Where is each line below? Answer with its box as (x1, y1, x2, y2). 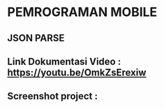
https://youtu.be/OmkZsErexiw (7, 66, 147, 78)
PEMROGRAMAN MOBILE (7, 4, 158, 20)
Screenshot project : (7, 90, 98, 102)
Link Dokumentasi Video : (7, 55, 121, 67)
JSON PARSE (7, 32, 65, 44)
